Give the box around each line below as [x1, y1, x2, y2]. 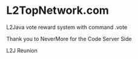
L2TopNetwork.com [6, 4, 109, 17]
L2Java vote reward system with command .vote [6, 23, 128, 31]
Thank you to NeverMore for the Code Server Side [6, 35, 132, 42]
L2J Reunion [6, 46, 38, 54]
